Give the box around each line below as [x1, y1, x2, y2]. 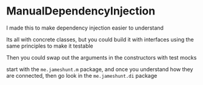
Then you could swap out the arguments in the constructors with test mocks [6, 54, 197, 61]
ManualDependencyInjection [6, 4, 156, 18]
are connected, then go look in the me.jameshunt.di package [6, 72, 158, 79]
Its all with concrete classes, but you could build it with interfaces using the [6, 36, 194, 43]
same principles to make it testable [6, 42, 94, 49]
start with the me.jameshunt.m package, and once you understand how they [6, 65, 193, 73]
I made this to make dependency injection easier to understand [6, 24, 164, 31]
